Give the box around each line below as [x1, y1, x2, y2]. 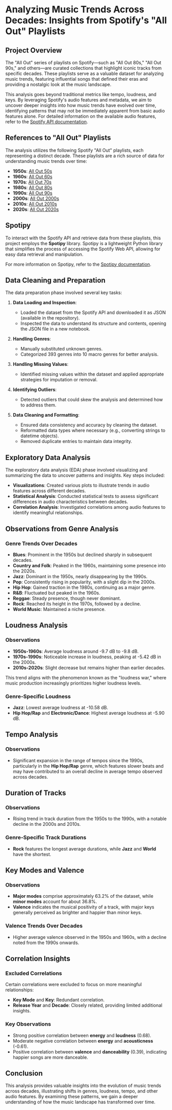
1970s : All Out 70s [12, 179, 52, 185]
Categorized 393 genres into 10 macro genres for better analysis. [20, 351, 159, 358]
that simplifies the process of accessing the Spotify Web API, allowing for [5, 246, 161, 252]
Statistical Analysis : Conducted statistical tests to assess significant [12, 493, 159, 499]
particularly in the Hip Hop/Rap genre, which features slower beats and [12, 763, 164, 769]
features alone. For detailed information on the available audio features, [5, 113, 157, 119]
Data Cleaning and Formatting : [12, 412, 80, 418]
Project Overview [5, 46, 62, 54]
